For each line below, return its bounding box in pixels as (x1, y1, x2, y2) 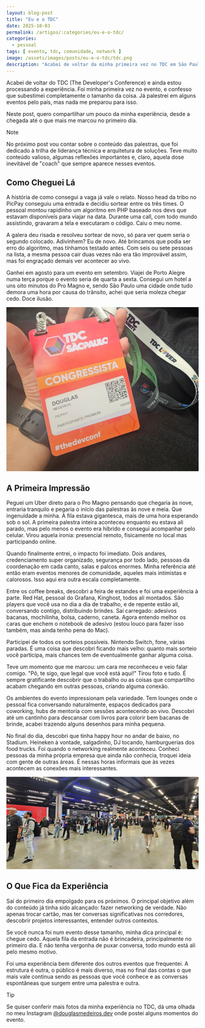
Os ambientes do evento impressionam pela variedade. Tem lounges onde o (6, 695, 198, 702)
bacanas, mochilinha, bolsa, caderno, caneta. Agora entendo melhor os (6, 614, 186, 621)
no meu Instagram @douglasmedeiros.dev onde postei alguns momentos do (6, 1009, 198, 1016)
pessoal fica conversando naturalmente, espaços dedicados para (6, 701, 171, 708)
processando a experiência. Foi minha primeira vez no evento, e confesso (6, 85, 192, 93)
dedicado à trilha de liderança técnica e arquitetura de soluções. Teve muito (6, 147, 198, 154)
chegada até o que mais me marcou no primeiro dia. (6, 117, 137, 124)
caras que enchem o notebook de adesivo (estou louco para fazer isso (6, 620, 184, 628)
